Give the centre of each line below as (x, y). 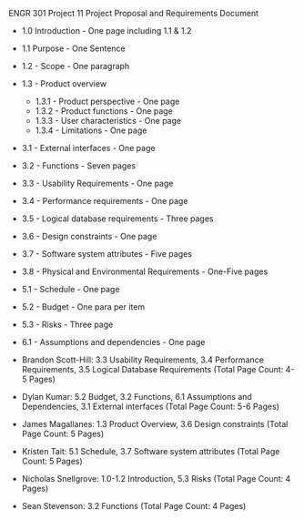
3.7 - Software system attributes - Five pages (107, 254)
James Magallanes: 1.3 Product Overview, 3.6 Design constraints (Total (155, 424)
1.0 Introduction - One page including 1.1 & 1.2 (106, 31)
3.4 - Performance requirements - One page (105, 201)
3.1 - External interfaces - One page (88, 148)
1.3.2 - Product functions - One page (104, 111)
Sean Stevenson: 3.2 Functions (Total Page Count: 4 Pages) (134, 506)
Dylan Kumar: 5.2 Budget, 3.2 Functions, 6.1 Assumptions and (137, 397)
